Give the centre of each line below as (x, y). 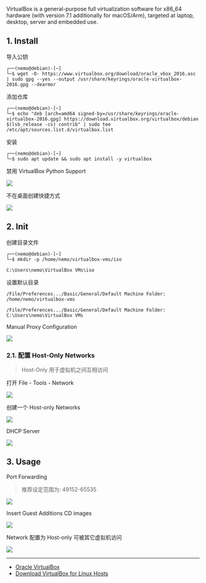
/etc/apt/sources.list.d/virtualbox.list (60, 129)
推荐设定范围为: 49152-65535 (59, 489)
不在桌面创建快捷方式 (33, 195)
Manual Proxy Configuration (42, 326)
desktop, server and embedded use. (52, 22)
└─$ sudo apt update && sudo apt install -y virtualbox (79, 159)
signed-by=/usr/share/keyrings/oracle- (128, 114)
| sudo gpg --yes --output (41, 79)
